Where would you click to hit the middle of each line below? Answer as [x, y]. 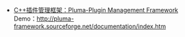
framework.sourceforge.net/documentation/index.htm [90, 26]
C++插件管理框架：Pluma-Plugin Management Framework [96, 10]
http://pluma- [55, 18]
